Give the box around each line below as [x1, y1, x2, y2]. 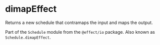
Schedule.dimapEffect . [5, 34, 51, 40]
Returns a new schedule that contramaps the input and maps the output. [5, 20, 153, 25]
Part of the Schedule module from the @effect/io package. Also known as [5, 29, 155, 35]
